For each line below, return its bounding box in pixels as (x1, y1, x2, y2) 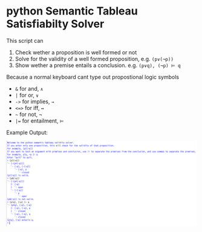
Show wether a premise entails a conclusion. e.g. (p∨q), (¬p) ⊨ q (15, 62, 181, 69)
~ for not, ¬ (15, 111, 42, 118)
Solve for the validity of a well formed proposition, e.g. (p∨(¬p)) (15, 55, 174, 62)
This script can (6, 37, 44, 44)
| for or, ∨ (15, 91, 39, 98)
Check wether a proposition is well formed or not (15, 48, 137, 56)
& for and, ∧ (15, 85, 44, 92)
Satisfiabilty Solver (6, 17, 105, 31)
